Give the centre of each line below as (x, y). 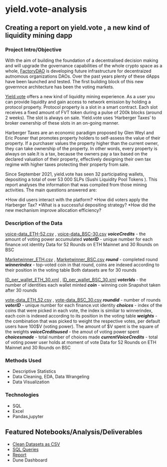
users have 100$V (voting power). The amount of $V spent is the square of (82, 326)
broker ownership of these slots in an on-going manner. (62, 123)
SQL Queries (25, 449)
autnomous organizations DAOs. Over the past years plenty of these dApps (82, 76)
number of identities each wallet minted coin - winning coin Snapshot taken (83, 285)
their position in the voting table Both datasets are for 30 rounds (71, 270)
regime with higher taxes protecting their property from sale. (67, 164)
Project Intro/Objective (33, 49)
